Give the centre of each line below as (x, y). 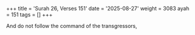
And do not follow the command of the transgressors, (72, 26)
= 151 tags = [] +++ (29, 15)
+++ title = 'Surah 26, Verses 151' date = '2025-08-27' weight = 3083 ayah (98, 8)
